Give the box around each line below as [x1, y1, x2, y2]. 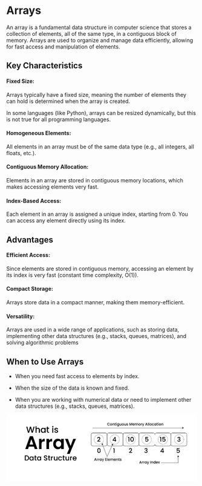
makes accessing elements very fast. [6, 183, 99, 190]
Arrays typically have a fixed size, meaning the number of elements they [6, 91, 186, 98]
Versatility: [6, 313, 35, 320]
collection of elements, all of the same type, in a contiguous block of [6, 30, 177, 37]
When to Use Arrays [6, 356, 84, 367]
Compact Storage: [6, 285, 53, 293]
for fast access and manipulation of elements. [6, 43, 120, 50]
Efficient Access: [6, 251, 50, 259]
